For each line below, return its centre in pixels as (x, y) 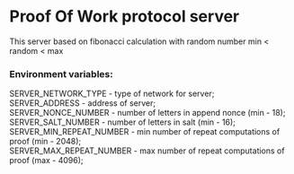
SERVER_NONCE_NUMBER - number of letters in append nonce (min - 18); (147, 113)
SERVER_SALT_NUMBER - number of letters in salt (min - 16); (123, 122)
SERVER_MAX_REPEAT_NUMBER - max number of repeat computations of (147, 151)
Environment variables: (62, 74)
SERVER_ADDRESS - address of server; (82, 103)
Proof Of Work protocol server (125, 17)
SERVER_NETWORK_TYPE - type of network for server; (112, 94)
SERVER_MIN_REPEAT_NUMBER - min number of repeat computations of (145, 132)
